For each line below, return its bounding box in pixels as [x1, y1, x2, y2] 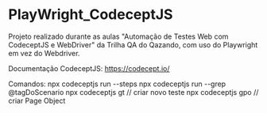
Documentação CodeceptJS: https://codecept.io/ [8, 63, 170, 73]
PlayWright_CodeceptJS [8, 6, 173, 24]
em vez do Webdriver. [8, 48, 80, 58]
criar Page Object [8, 96, 66, 105]
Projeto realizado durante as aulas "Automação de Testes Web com [8, 32, 229, 41]
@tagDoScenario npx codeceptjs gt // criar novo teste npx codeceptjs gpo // [8, 87, 259, 96]
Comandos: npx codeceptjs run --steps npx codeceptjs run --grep [8, 79, 226, 89]
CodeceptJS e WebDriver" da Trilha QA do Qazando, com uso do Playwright [8, 40, 258, 49]
